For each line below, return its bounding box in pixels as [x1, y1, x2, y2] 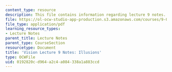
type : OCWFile [5, 54, 36, 60]
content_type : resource [5, 7, 56, 13]
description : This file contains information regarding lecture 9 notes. [5, 12, 166, 17]
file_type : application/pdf [5, 21, 66, 27]
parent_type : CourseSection [5, 41, 66, 46]
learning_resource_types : [5, 26, 60, 31]
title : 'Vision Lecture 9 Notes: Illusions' [5, 50, 102, 55]
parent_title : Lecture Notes [5, 36, 68, 41]
